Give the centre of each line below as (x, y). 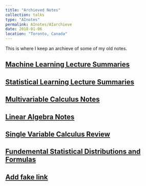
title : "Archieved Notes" (33, 10)
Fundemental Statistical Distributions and (73, 152)
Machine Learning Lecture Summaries (67, 65)
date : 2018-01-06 (24, 29)
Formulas (21, 160)
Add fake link (27, 177)
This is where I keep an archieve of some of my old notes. (66, 48)
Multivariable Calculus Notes (53, 100)
